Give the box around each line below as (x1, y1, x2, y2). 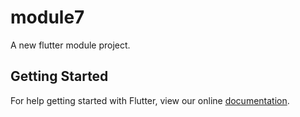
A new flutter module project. (10, 39, 131, 51)
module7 (10, 6, 85, 29)
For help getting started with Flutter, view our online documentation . (10, 94, 290, 106)
